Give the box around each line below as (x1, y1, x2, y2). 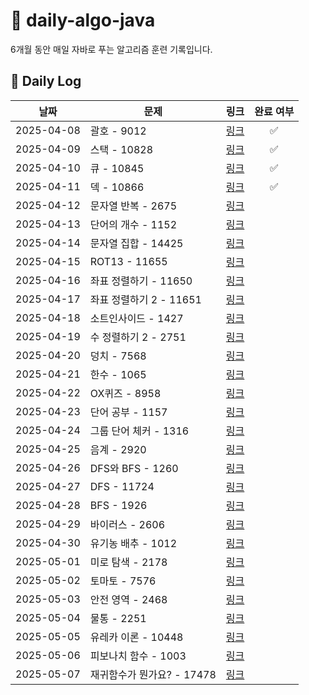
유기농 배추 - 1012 (89, 536, 178, 550)
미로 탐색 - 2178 (89, 555, 168, 569)
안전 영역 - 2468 (89, 592, 168, 606)
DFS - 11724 (89, 479, 155, 493)
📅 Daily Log (10, 73, 82, 90)
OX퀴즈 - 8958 (89, 386, 162, 400)
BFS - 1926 (89, 498, 148, 512)
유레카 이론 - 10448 (89, 630, 184, 644)
